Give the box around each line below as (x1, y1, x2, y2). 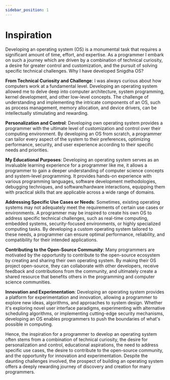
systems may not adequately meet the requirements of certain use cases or (5, 204, 164, 210)
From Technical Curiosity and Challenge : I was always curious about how (5, 77, 162, 84)
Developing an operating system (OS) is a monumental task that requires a (5, 46, 161, 52)
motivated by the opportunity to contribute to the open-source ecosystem (5, 252, 160, 258)
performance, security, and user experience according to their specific (5, 141, 154, 147)
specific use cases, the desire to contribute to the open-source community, (5, 347, 164, 353)
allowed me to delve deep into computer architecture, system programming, (5, 88, 165, 94)
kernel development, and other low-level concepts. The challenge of (5, 93, 149, 100)
